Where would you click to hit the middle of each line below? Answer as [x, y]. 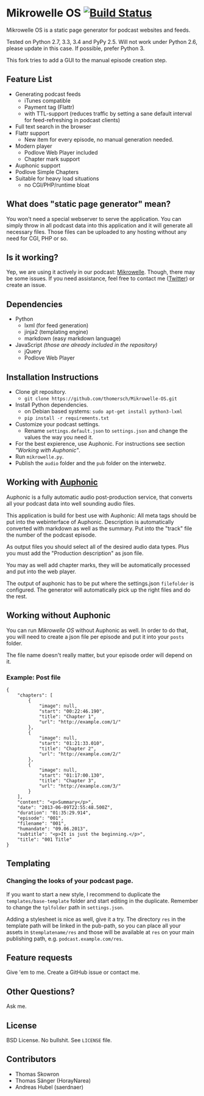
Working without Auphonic [58, 616]
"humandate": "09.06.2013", [53, 829]
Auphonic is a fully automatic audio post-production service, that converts [100, 497]
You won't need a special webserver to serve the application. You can [94, 219]
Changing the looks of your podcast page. [70, 881]
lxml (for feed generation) [56, 325]
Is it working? [33, 257]
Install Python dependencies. [51, 405]
